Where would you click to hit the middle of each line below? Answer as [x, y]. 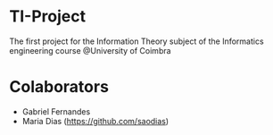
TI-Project [48, 17]
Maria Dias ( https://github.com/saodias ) [95, 121]
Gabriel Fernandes [56, 111]
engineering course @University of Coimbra [90, 50]
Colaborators [59, 87]
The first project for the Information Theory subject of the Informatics [137, 41]
